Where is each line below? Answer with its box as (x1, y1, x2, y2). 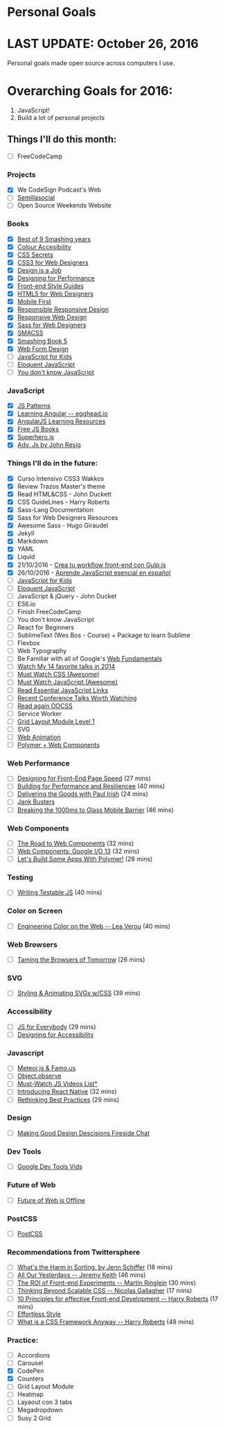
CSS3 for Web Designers (17, 258, 89, 267)
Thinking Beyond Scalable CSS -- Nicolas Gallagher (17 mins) (17, 1287, 192, 1295)
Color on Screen (7, 906, 63, 916)
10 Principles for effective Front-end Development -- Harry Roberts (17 (17, 1294, 219, 1303)
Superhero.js (17, 433, 54, 441)
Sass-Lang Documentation (17, 506, 94, 514)
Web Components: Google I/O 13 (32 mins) (17, 847, 140, 855)
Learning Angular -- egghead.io (17, 409, 109, 418)
